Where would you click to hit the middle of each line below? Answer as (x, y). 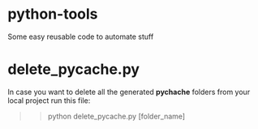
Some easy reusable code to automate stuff (81, 37)
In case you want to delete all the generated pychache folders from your (129, 92)
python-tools (53, 14)
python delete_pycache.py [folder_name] (116, 116)
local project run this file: (49, 100)
